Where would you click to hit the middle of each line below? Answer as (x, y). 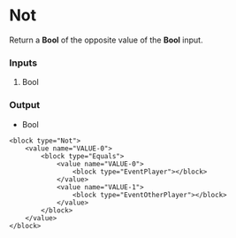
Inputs (23, 63)
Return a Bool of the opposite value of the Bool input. (106, 40)
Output (25, 105)
